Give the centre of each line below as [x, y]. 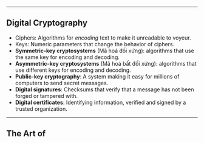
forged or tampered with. [46, 96]
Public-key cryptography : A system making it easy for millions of [97, 76]
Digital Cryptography [47, 23]
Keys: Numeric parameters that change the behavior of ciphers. [95, 44]
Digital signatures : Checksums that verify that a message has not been [104, 89]
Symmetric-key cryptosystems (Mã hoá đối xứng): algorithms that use [104, 51]
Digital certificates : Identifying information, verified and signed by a [100, 102]
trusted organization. [41, 109]
